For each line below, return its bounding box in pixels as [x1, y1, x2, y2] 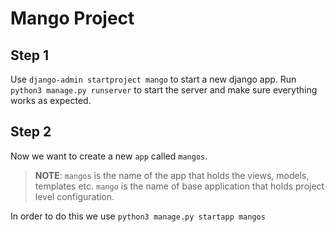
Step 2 [10, 123, 52, 141]
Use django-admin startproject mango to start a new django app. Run [10, 73, 297, 85]
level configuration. [34, 190, 115, 202]
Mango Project [10, 7, 135, 30]
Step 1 [10, 47, 50, 64]
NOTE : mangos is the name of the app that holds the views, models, [34, 169, 310, 181]
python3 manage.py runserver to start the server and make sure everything [10, 84, 318, 96]
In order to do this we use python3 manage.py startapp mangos [10, 210, 266, 222]
